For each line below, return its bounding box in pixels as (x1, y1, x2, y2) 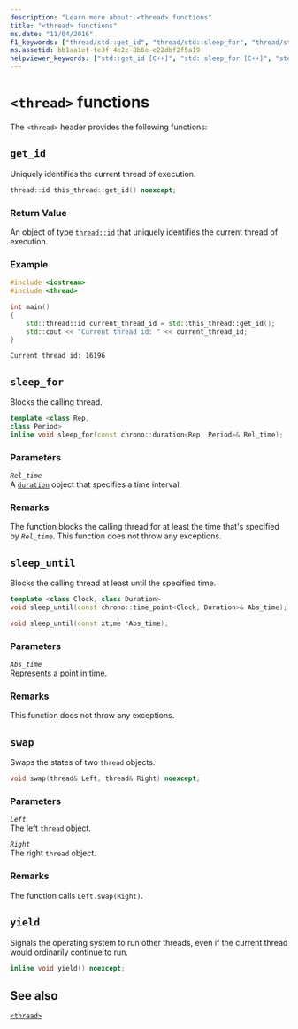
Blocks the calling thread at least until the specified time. (10, 577, 217, 589)
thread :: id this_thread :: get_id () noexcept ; (10, 185, 177, 195)
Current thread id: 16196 (10, 352, 105, 360)
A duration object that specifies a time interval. (10, 479, 182, 490)
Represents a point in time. (10, 668, 108, 678)
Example (10, 258, 49, 270)
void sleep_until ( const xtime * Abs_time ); (10, 619, 169, 628)
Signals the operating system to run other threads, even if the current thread (10, 937, 288, 948)
